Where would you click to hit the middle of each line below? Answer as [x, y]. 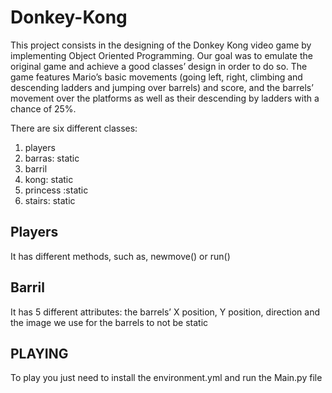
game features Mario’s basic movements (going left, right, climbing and [156, 77]
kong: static [49, 179]
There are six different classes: [74, 128]
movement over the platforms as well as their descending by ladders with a [165, 98]
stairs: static [50, 200]
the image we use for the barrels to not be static [109, 322]
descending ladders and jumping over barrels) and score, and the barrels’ [162, 87]
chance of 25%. [43, 108]
